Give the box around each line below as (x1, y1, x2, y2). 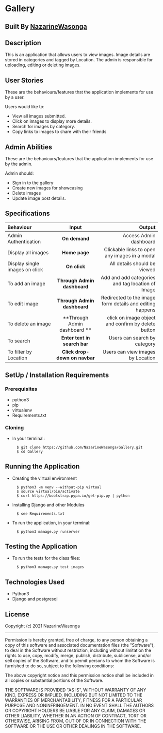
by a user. (5, 94, 25, 100)
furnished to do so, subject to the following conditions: (5, 663, 114, 669)
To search (7, 337, 31, 344)
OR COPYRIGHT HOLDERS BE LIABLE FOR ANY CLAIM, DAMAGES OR (5, 708, 146, 714)
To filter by (7, 348, 33, 355)
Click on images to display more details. (12, 118, 92, 124)
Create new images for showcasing (12, 185, 83, 191)
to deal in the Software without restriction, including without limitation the (5, 647, 151, 653)
